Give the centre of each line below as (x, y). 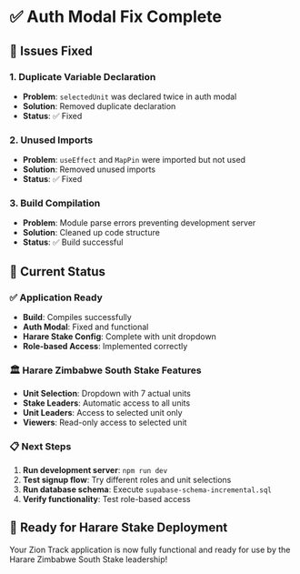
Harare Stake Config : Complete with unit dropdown (119, 337)
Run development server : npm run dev (95, 469)
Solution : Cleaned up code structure (91, 233)
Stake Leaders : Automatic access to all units (106, 403)
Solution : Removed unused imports (89, 169)
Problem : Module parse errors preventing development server (139, 223)
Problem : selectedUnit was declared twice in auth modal (130, 96)
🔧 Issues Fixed (51, 50)
